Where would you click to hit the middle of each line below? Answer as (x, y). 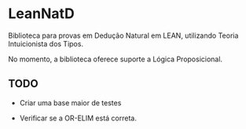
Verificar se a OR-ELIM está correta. (78, 118)
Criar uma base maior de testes (70, 102)
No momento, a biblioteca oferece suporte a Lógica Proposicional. (115, 59)
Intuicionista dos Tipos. (46, 43)
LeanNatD (41, 14)
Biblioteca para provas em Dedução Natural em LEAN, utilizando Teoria (123, 35)
